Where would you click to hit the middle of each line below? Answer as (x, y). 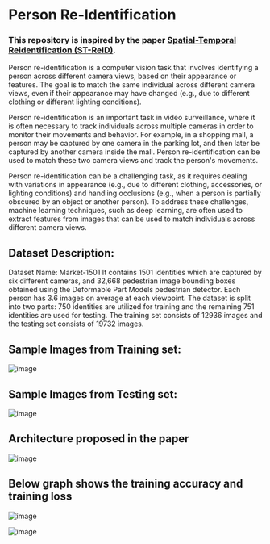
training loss (40, 497)
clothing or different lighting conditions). (75, 102)
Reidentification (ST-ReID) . (62, 50)
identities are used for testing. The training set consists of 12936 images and (135, 316)
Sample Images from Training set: (95, 349)
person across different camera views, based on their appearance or (123, 76)
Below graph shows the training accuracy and (126, 484)
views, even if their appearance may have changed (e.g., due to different (129, 94)
